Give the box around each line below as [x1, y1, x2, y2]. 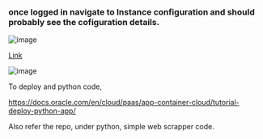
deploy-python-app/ [8, 106, 76, 116]
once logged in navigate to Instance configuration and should [8, 6, 255, 18]
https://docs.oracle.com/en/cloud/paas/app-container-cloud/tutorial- [8, 98, 240, 107]
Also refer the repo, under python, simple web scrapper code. [8, 122, 214, 132]
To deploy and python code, [8, 82, 103, 91]
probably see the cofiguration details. [8, 16, 160, 27]
